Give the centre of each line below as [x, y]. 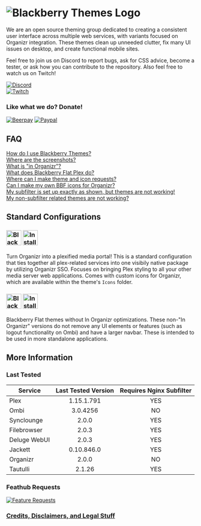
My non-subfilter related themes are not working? [67, 198]
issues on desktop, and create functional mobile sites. [73, 49]
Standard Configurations [54, 217]
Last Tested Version [85, 390]
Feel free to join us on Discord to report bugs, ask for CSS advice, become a [100, 60]
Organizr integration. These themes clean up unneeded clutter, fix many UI [98, 42]
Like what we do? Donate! [44, 107]
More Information [40, 358]
